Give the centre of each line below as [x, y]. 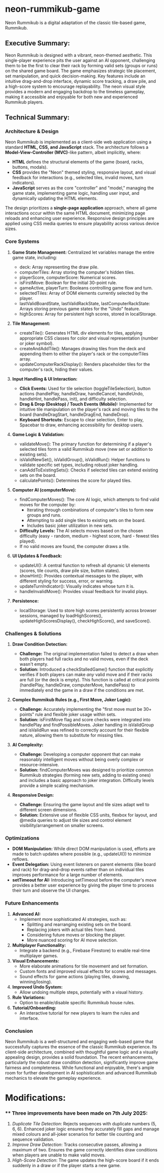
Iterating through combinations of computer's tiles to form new [90, 510]
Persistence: [25, 601]
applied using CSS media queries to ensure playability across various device [82, 224]
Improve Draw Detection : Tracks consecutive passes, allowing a [77, 1145]
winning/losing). [36, 982]
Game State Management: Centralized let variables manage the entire [83, 252]
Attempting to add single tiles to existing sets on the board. [86, 520]
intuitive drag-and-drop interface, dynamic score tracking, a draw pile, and [81, 81]
